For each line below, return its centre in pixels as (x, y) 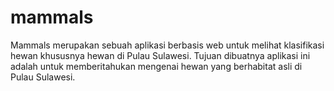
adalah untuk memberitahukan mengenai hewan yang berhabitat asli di (156, 66)
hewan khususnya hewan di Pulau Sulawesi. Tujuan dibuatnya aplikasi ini (160, 55)
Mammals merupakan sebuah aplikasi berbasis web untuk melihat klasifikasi (167, 45)
